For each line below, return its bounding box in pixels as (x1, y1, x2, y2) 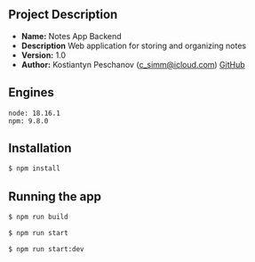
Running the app (8, 189, 101, 204)
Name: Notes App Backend (20, 30, 122, 41)
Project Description (8, 7, 118, 22)
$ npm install (8, 164, 61, 173)
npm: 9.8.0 (8, 116, 49, 126)
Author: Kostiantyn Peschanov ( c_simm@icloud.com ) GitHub (20, 59, 245, 70)
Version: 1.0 (20, 49, 67, 61)
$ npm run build (8, 213, 68, 222)
